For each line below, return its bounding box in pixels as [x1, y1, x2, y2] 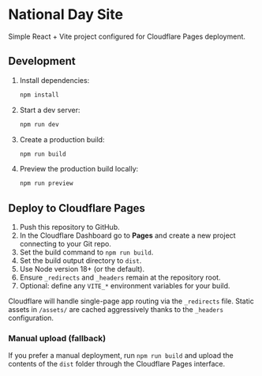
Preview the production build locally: [19, 164, 139, 174]
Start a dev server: [19, 105, 80, 115]
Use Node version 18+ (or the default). [19, 265, 144, 274]
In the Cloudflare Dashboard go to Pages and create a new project [19, 231, 236, 240]
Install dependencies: [19, 75, 90, 85]
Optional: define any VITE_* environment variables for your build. [19, 281, 230, 291]
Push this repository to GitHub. [19, 223, 120, 232]
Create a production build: [19, 134, 105, 144]
